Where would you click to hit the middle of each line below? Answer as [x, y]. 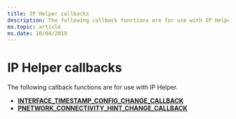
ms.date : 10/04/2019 [38, 33]
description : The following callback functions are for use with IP [110, 20]
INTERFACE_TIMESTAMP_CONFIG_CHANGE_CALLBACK [100, 101]
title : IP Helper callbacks [48, 14]
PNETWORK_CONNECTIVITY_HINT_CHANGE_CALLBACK [103, 108]
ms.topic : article [34, 27]
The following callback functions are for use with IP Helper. [93, 87]
